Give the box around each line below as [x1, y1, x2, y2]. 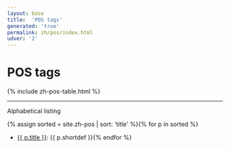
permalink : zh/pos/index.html [7, 29, 94, 36]
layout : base [7, 10, 44, 17]
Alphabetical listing [7, 107, 61, 115]
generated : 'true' [7, 23, 60, 29]
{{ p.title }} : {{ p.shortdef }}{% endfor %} [16, 134, 132, 142]
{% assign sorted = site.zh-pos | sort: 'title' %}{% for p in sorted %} [7, 120, 199, 128]
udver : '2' [7, 35, 38, 42]
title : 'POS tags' [7, 16, 63, 23]
